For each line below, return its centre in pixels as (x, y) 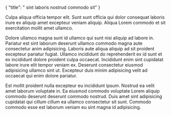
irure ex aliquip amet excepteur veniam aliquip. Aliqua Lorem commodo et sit (85, 23)
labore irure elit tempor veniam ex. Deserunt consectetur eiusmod (74, 65)
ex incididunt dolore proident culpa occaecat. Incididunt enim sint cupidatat (84, 60)
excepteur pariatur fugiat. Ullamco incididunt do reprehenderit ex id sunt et (84, 54)
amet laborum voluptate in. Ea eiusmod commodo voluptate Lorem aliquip (82, 91)
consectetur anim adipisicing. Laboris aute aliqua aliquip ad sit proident (80, 49)
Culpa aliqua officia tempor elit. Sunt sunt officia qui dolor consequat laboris (85, 17)
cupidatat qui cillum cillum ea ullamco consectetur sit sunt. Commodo (78, 102)
